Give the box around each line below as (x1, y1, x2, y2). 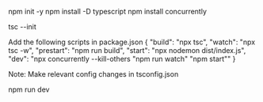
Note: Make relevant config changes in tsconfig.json (8, 70, 179, 78)
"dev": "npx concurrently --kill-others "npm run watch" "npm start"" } (8, 55, 236, 63)
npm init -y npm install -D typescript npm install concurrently (8, 7, 208, 16)
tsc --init (8, 22, 37, 31)
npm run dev (8, 85, 50, 94)
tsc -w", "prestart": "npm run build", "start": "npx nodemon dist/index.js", (8, 46, 246, 55)
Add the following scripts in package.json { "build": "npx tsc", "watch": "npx (8, 37, 256, 47)
